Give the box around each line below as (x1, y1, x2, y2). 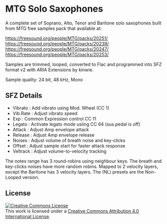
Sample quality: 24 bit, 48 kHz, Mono (5, 76, 83, 82)
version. (22, 174, 40, 180)
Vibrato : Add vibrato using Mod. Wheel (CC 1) (12, 105, 110, 111)
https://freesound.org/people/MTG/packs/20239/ (5, 40, 109, 46)
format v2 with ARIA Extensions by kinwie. (5, 67, 94, 73)
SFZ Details (5, 91, 42, 100)
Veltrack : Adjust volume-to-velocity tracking (12, 148, 107, 154)
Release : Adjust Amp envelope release (12, 132, 95, 138)
